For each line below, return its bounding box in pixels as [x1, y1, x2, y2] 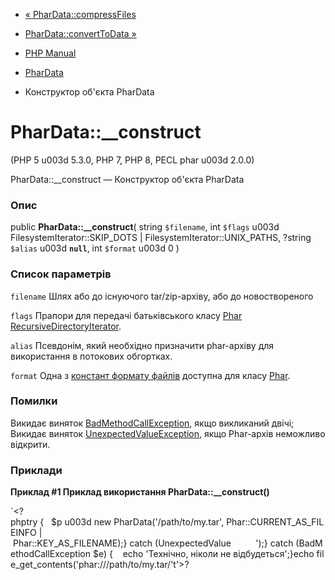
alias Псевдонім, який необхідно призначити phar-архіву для [10, 339, 275, 351]
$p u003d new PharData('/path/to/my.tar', [51, 516, 225, 528]
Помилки [10, 394, 58, 408]
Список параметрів [10, 267, 112, 281]
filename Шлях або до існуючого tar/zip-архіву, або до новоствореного [10, 290, 314, 302]
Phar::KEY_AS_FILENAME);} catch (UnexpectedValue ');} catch [12, 537, 294, 549]
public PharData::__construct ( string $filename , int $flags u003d [10, 221, 280, 233]
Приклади [10, 463, 63, 477]
